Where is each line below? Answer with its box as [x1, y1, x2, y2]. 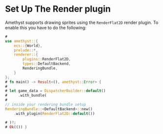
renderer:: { [14, 52, 38, 57]
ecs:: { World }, [14, 43, 42, 48]
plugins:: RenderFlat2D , [22, 57, 71, 62]
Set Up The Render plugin [5, 3, 111, 15]
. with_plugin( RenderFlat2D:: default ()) [14, 111, 95, 116]
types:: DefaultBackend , [22, 61, 71, 66]
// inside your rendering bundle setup [5, 102, 86, 107]
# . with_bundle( [5, 93, 47, 98]
